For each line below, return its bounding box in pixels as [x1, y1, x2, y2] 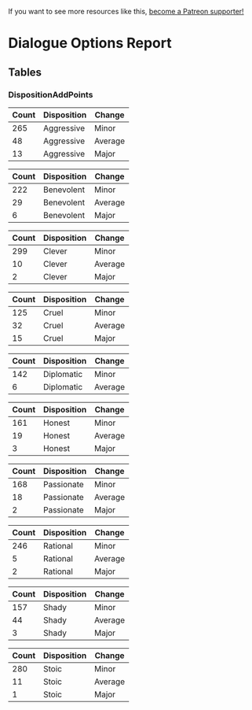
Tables [8, 65, 42, 79]
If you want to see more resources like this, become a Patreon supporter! [8, 7, 245, 16]
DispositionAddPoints [8, 89, 93, 100]
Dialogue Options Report [8, 35, 172, 52]
